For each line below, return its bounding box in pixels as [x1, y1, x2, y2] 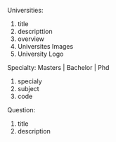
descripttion [17, 28, 53, 35]
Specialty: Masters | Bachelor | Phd [7, 64, 110, 71]
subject [17, 85, 40, 93]
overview [17, 35, 44, 43]
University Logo [17, 49, 64, 58]
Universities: [7, 6, 44, 14]
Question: [7, 106, 36, 114]
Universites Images [17, 42, 74, 50]
